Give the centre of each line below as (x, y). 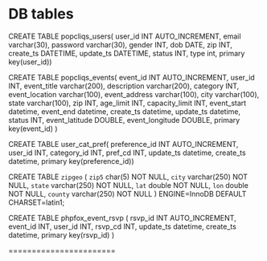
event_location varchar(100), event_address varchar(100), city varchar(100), (134, 94)
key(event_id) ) (33, 128)
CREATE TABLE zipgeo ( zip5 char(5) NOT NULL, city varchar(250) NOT (128, 177)
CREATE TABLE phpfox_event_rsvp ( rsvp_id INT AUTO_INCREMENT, (122, 218)
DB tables (41, 14)
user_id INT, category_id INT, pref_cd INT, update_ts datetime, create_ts (127, 153)
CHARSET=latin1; (37, 202)
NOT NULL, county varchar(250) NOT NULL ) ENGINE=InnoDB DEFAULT (127, 194)
